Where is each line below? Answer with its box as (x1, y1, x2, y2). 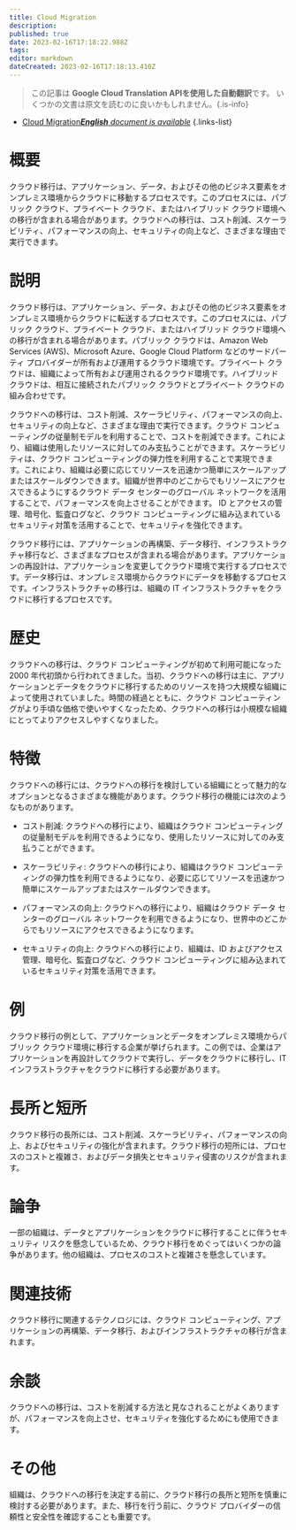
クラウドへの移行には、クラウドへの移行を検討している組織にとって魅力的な (9, 780, 287, 790)
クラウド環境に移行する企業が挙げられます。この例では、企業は (42, 1042, 274, 1052)
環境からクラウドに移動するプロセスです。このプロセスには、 (47, 192, 272, 203)
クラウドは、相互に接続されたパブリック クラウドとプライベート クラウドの (9, 379, 285, 389)
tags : (9, 46, 29, 55)
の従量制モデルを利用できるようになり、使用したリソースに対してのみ (21, 831, 277, 842)
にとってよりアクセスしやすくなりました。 (9, 714, 163, 725)
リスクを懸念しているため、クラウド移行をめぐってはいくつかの (42, 1238, 274, 1249)
